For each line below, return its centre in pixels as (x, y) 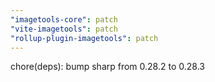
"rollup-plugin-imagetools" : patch (84, 38)
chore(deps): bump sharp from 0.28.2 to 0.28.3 (107, 67)
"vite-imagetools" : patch (64, 29)
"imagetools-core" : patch (64, 19)
